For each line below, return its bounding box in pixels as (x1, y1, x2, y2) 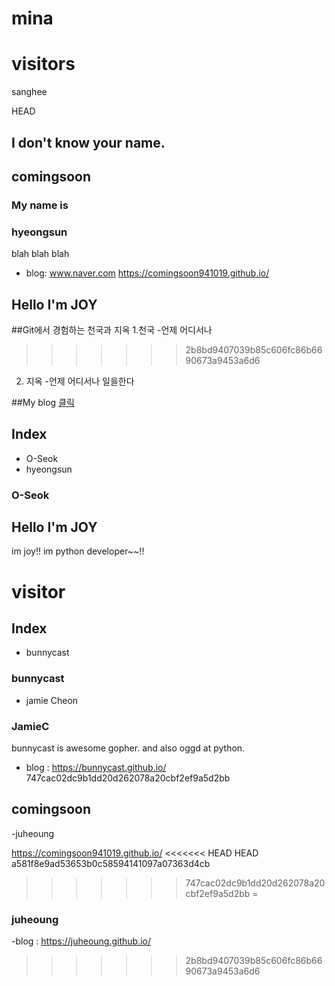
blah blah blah (11, 248, 70, 260)
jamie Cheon (25, 694, 79, 706)
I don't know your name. (11, 134, 166, 151)
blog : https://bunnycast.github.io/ (25, 762, 167, 774)
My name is (11, 198, 69, 212)
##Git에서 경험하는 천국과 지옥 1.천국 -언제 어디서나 (11, 323, 213, 336)
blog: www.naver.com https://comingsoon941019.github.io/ (25, 267, 270, 279)
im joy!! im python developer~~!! (11, 545, 145, 557)
